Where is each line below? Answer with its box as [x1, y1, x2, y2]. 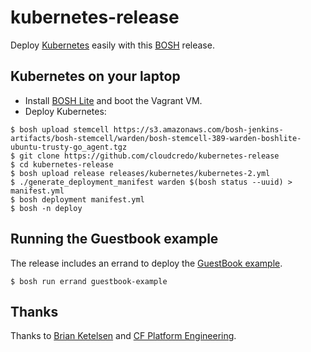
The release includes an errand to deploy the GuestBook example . [10, 257, 283, 269]
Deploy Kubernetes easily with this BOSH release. [10, 39, 215, 51]
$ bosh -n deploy [10, 203, 83, 213]
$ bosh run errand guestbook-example [10, 276, 168, 286]
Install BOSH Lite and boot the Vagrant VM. [24, 94, 203, 106]
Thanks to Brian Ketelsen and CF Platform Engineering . [10, 330, 237, 342]
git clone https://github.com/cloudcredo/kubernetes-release [19, 151, 280, 161]
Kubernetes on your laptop [10, 68, 181, 85]
